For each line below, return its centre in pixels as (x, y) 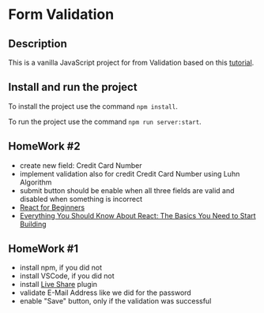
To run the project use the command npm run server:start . (105, 121)
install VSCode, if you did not (67, 276)
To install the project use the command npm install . (93, 106)
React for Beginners (52, 207)
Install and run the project (73, 87)
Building (33, 224)
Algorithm (36, 182)
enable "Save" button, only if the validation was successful (115, 301)
